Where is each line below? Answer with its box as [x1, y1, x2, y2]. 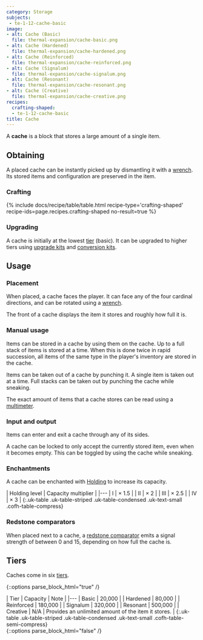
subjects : [6, 15, 32, 21]
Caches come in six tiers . [6, 572, 70, 579]
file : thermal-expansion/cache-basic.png [12, 37, 118, 43]
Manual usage [6, 326, 49, 335]
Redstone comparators [6, 518, 76, 526]
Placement [6, 279, 39, 287]
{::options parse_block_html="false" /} [6, 627, 102, 635]
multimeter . [6, 402, 35, 409]
